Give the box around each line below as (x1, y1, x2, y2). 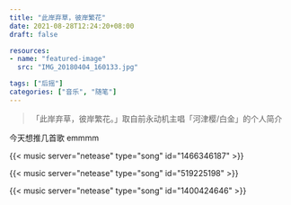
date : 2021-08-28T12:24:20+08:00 (9, 22, 135, 31)
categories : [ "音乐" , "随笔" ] (9, 87, 117, 96)
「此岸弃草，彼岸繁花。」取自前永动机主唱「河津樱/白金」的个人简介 (31, 113, 283, 124)
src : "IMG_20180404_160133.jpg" (17, 63, 139, 72)
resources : (9, 46, 50, 55)
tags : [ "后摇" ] (9, 79, 64, 88)
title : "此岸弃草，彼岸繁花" (9, 13, 106, 22)
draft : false (9, 30, 58, 39)
